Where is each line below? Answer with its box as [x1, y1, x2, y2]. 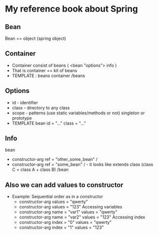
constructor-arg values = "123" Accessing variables [19, 204, 122, 210]
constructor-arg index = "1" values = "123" [19, 224, 104, 231]
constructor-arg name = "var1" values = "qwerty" [19, 209, 117, 215]
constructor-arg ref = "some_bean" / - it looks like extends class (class [12, 161, 154, 168]
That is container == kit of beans [12, 67, 77, 73]
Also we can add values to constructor [5, 181, 124, 189]
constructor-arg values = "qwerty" [19, 199, 88, 204]
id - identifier [12, 99, 38, 105]
